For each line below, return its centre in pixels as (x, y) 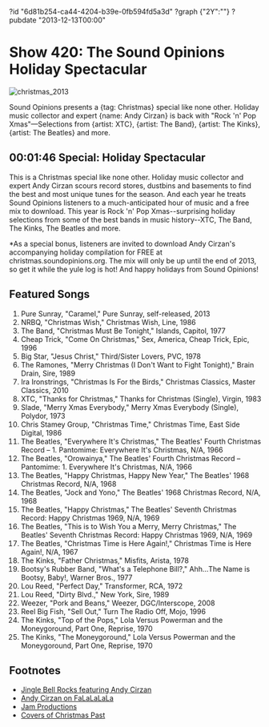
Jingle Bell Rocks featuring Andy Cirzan (86, 690)
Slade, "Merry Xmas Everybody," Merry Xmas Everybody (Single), (130, 407)
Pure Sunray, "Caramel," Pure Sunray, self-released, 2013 (115, 313)
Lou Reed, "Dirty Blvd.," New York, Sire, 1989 (95, 594)
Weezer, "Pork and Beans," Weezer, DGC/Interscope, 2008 (118, 603)
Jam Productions (49, 707)
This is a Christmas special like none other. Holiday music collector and (126, 177)
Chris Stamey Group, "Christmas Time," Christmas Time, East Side (130, 424)
